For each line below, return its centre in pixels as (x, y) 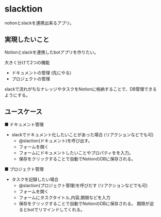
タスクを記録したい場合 (35, 179)
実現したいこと (27, 40)
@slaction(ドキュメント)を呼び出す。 (56, 141)
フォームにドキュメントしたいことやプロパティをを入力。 (76, 153)
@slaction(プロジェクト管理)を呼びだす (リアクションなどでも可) (83, 185)
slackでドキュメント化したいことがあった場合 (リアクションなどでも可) (82, 134)
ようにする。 (17, 95)
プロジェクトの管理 (31, 79)
